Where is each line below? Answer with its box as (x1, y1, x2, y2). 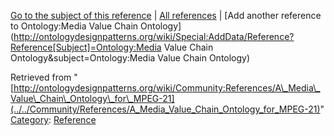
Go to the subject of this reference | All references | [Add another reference (10, 10, 322, 21)
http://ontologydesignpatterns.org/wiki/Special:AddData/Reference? (13, 31, 295, 42)
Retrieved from (10, 71, 72, 83)
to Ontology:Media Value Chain (10, 20, 139, 32)
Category (10, 114, 50, 125)
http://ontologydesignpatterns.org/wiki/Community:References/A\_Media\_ (13, 82, 321, 94)
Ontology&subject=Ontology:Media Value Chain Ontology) (10, 52, 251, 64)
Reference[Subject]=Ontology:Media (10, 41, 162, 53)
